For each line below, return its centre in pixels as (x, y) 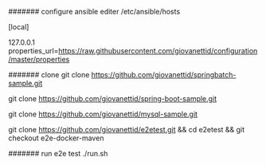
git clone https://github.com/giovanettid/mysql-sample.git (103, 114)
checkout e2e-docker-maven (56, 138)
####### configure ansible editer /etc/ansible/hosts (94, 12)
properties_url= (33, 51)
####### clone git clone (49, 75)
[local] (19, 27)
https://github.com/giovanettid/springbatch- (164, 75)
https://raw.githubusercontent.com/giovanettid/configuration (158, 51)
